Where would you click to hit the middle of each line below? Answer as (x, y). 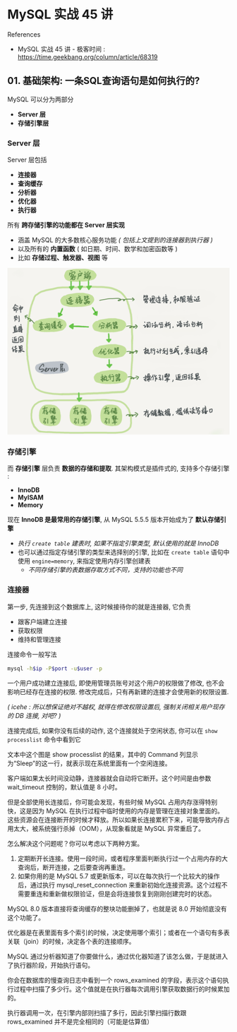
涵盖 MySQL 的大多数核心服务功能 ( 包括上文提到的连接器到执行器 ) (115, 240)
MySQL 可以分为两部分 (41, 99)
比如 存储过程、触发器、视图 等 (62, 257)
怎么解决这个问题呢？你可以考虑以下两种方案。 (75, 843)
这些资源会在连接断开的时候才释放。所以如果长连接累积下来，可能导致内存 (115, 820)
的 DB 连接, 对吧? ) (34, 715)
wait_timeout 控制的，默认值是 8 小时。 (64, 787)
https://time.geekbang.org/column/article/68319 (87, 56)
